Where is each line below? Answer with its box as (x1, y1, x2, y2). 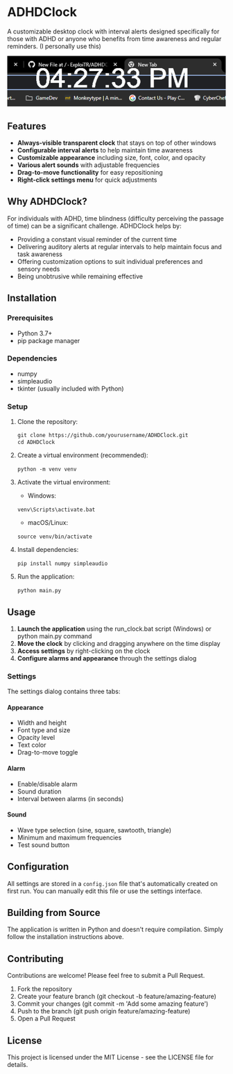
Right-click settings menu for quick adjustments (17, 175, 157, 184)
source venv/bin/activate (17, 533, 92, 540)
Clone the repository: (17, 418, 78, 426)
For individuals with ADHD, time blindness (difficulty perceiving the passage (7, 214, 224, 223)
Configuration (7, 861, 69, 873)
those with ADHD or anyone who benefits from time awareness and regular (7, 34, 222, 42)
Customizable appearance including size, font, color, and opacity (17, 154, 206, 162)
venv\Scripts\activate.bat (17, 506, 96, 514)
